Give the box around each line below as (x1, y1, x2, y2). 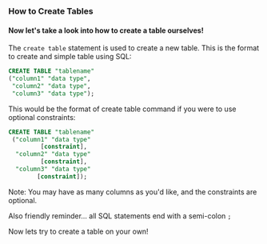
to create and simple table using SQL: (8, 52, 132, 62)
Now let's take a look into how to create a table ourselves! (8, 26, 204, 35)
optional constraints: (8, 112, 76, 122)
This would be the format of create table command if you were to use (8, 104, 237, 114)
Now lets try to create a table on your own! (8, 226, 149, 236)
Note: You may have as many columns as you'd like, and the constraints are (8, 186, 257, 197)
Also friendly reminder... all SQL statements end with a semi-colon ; (8, 210, 232, 221)
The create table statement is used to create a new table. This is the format (8, 43, 260, 53)
